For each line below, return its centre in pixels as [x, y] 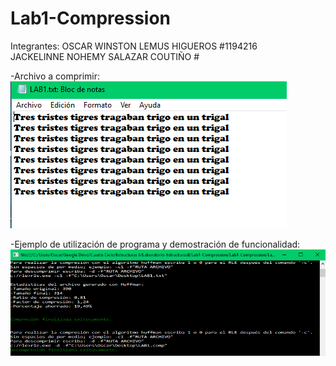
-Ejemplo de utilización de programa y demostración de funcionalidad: [155, 244]
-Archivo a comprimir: [55, 76]
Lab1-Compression [91, 18]
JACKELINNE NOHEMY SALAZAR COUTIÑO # [105, 56]
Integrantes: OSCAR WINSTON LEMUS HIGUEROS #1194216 [134, 46]
